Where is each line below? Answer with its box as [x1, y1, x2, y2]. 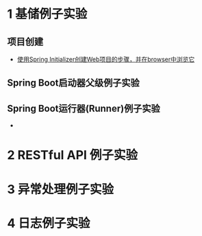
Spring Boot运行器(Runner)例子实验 [7, 102, 160, 114]
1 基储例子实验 [7, 6, 88, 22]
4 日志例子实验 [7, 215, 90, 231]
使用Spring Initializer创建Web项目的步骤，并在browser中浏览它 [16, 56, 195, 63]
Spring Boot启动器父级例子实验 [7, 77, 140, 89]
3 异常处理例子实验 [7, 181, 114, 197]
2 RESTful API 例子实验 [7, 147, 138, 163]
